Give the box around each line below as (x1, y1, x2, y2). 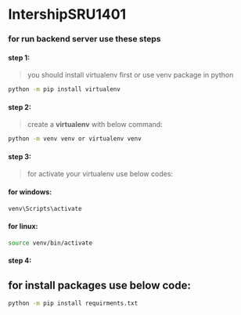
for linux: (8, 222, 38, 231)
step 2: (8, 102, 31, 111)
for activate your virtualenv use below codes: (27, 169, 174, 179)
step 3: (8, 151, 32, 161)
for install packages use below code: (8, 278, 192, 291)
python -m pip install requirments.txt (8, 299, 138, 307)
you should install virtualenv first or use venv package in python (27, 71, 234, 80)
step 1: (8, 52, 31, 62)
